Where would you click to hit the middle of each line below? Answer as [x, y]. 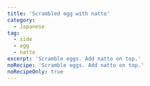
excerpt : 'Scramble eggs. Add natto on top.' [74, 59]
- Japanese [29, 26]
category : [22, 20]
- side [23, 40]
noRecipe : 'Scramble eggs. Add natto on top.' [76, 65]
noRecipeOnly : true [35, 71]
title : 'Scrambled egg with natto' [59, 14]
